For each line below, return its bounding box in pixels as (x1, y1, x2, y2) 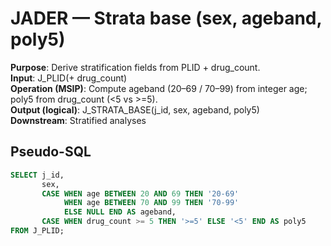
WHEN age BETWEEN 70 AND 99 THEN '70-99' (63, 198, 240, 208)
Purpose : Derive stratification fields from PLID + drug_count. (10, 61, 261, 73)
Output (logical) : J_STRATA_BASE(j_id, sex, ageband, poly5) (10, 103, 260, 116)
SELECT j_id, (10, 170, 65, 180)
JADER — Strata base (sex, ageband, (10, 7, 323, 30)
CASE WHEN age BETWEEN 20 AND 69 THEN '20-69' (41, 188, 240, 199)
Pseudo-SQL (10, 143, 92, 161)
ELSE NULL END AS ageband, (63, 207, 177, 217)
